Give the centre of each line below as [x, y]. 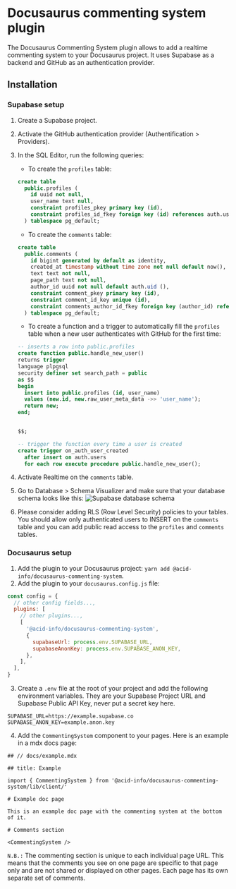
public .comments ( [51, 254]
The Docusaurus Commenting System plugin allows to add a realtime [107, 47]
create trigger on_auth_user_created [73, 450]
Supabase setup [36, 105]
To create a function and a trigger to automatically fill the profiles [124, 327]
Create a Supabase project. [57, 120]
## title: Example [34, 768]
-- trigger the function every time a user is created [100, 444]
